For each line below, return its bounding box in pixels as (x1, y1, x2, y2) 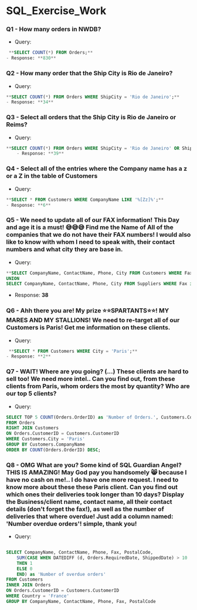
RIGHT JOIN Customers (6, 425, 59, 431)
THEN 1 (16, 560, 33, 566)
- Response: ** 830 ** (6, 55, 57, 61)
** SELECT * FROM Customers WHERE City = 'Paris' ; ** (8, 348, 138, 354)
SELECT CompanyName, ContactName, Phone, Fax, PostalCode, (6, 550, 154, 555)
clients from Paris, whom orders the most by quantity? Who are (6, 382, 190, 390)
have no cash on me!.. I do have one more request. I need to (6, 476, 179, 484)
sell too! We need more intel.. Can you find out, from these (6, 375, 175, 383)
